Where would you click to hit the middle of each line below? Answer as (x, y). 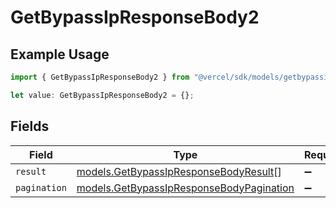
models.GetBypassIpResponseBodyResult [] (179, 171)
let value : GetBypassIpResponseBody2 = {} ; (102, 95)
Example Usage (60, 54)
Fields (30, 126)
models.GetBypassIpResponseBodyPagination (185, 188)
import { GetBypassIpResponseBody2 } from (100, 77)
